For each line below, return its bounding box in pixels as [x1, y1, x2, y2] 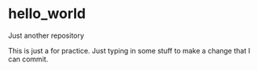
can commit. [8, 54, 49, 64]
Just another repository [8, 31, 85, 40]
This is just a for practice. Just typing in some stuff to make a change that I [8, 46, 250, 55]
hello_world [8, 5, 87, 23]
